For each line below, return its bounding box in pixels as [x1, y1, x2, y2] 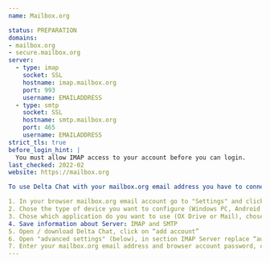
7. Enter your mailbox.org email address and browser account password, [8, 242, 257, 250]
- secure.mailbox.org [8, 49, 81, 57]
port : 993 [22, 86, 56, 94]
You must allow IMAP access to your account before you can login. [15, 154, 247, 162]
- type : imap [15, 64, 59, 72]
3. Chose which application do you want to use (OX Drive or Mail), [8, 212, 243, 220]
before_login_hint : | [8, 146, 81, 154]
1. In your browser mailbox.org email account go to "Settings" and [8, 198, 243, 206]
